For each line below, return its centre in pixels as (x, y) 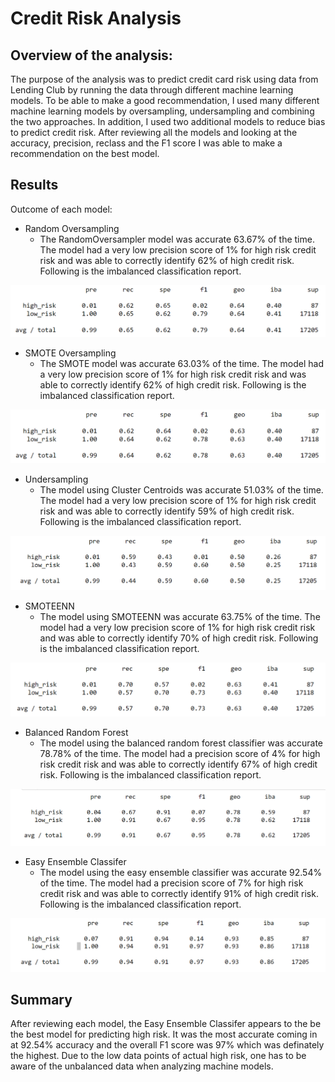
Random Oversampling (72, 228)
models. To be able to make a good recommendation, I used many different (165, 100)
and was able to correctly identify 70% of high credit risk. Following (179, 638)
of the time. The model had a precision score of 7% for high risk (171, 883)
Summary (41, 999)
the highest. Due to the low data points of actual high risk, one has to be (158, 1056)
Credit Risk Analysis (96, 18)
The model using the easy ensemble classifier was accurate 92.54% (181, 872)
